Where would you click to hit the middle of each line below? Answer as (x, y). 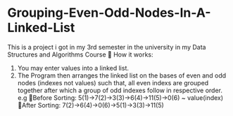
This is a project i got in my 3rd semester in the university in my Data (107, 47)
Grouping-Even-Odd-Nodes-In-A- (109, 13)
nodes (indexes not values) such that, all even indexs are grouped (113, 82)
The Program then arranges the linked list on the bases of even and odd (122, 75)
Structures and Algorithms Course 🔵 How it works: (80, 55)
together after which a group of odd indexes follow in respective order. (120, 90)
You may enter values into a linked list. (73, 68)
